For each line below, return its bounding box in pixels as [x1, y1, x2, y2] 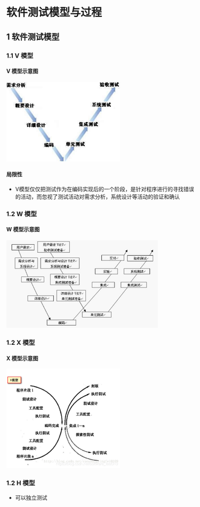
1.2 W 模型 [6, 209, 38, 218]
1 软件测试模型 [6, 32, 60, 42]
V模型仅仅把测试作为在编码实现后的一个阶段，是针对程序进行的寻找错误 [15, 185, 195, 192]
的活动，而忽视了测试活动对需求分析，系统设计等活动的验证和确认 [15, 192, 180, 200]
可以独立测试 [15, 494, 47, 501]
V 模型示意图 [6, 67, 38, 75]
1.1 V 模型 [6, 51, 33, 60]
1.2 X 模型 [6, 338, 35, 347]
